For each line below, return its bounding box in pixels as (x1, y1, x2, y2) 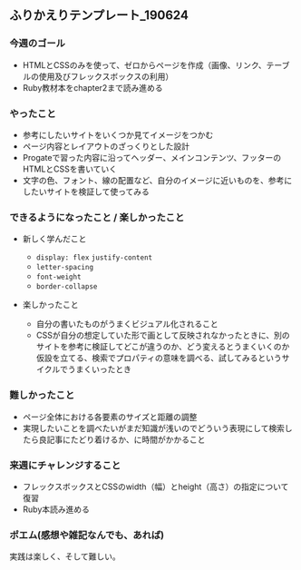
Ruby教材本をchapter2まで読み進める (22, 82, 163, 93)
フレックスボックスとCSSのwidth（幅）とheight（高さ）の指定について (22, 481, 289, 492)
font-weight (35, 272, 82, 282)
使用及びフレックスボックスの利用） (38, 71, 174, 82)
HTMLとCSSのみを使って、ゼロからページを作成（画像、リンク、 (22, 59, 267, 70)
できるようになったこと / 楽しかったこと (9, 211, 185, 223)
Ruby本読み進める (22, 504, 91, 515)
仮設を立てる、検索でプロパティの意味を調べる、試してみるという (35, 352, 283, 364)
